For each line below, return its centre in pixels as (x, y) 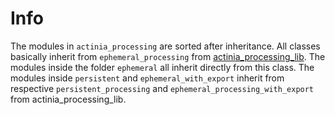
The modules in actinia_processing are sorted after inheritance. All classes (165, 46)
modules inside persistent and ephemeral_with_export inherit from (147, 78)
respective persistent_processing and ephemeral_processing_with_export (162, 88)
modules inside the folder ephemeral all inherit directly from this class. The (162, 67)
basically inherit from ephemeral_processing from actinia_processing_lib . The (168, 56)
